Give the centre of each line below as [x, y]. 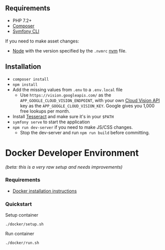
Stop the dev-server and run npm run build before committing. [85, 132]
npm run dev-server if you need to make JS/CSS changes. [73, 127]
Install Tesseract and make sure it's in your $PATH [63, 116]
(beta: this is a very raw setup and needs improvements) [64, 167]
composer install [31, 79]
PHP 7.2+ [22, 20]
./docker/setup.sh [24, 224]
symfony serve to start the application [51, 122]
